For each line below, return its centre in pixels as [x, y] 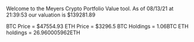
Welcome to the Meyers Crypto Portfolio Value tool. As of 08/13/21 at [90, 9]
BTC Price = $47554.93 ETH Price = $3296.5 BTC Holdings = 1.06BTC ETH [97, 26]
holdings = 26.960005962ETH [43, 33]
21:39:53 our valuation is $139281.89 [51, 15]
